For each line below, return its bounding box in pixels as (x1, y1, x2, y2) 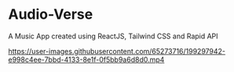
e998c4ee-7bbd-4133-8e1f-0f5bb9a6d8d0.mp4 (8, 55, 165, 64)
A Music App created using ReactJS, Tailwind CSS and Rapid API (8, 31, 218, 41)
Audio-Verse (8, 5, 93, 23)
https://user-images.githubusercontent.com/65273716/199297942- (8, 46, 226, 56)
